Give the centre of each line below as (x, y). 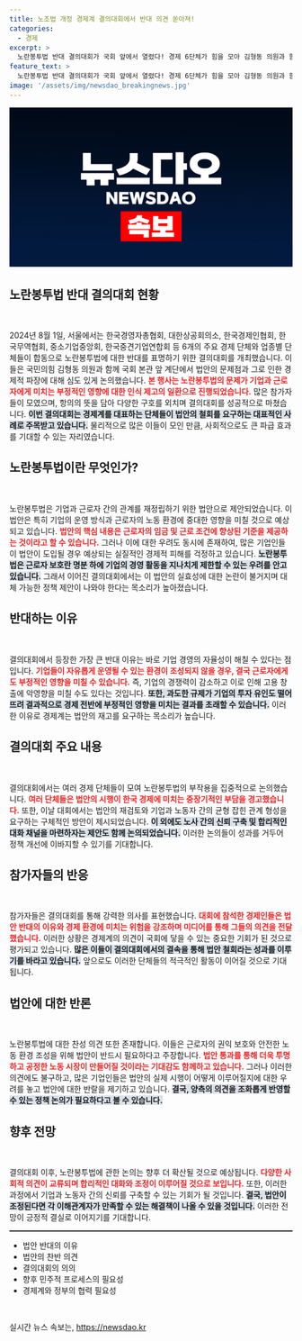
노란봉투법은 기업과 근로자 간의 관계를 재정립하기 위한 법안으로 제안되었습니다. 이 (151, 508)
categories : (31, 28)
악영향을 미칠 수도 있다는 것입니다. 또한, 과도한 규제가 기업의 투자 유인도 (151, 693)
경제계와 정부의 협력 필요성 (69, 1290)
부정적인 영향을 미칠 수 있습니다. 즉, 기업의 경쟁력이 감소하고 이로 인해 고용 (148, 682)
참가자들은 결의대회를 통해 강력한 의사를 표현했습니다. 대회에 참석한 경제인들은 (146, 916)
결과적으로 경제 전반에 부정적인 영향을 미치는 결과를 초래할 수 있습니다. (147, 704)
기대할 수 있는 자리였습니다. (67, 437)
